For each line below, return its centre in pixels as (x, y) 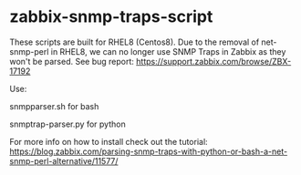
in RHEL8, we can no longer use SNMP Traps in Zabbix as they (168, 51)
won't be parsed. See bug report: (72, 61)
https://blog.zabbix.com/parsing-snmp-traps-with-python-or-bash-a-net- (149, 151)
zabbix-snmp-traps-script (111, 17)
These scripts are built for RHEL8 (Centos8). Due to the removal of (135, 42)
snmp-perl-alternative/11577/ (64, 160)
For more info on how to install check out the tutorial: (109, 141)
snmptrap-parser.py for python (67, 124)
